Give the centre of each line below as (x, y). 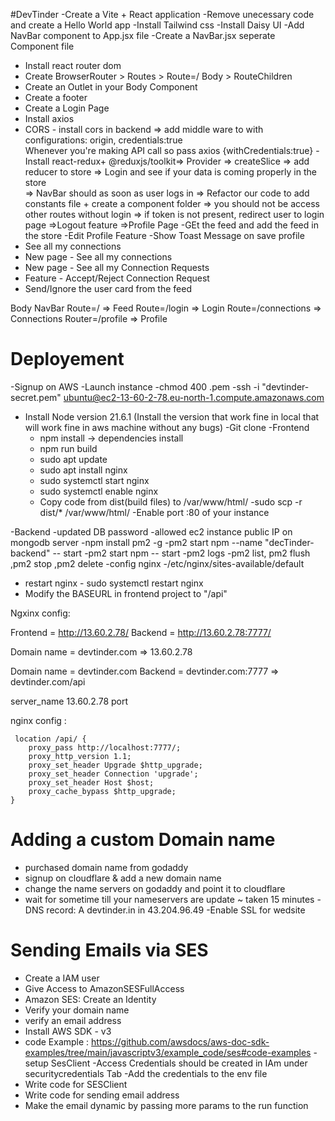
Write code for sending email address (102, 1095)
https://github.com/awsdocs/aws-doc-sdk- (180, 1041)
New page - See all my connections (98, 257)
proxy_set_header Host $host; (91, 782)
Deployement (67, 359)
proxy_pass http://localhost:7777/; (105, 747)
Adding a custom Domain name (143, 840)
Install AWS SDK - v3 (68, 1031)
